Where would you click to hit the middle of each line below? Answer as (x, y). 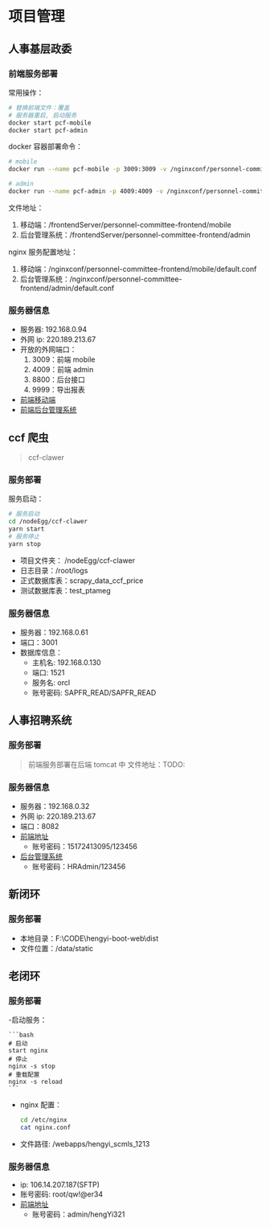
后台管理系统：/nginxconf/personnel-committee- (101, 279)
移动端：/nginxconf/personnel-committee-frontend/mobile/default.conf (138, 269)
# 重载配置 (24, 1075)
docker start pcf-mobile (50, 123)
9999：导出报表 (59, 390)
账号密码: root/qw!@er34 (61, 1194)
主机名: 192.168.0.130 (67, 662)
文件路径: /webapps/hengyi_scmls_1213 (85, 1144)
